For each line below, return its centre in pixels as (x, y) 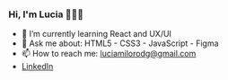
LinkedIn (37, 67)
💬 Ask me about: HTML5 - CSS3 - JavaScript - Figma (120, 43)
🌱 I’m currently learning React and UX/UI (96, 34)
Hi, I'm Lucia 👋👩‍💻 (46, 14)
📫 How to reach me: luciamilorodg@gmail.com (109, 54)
